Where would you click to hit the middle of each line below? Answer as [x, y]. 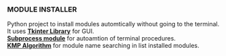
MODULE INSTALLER [42, 9]
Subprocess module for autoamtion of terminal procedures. [91, 38]
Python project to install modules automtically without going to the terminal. [113, 24]
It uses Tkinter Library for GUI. [51, 31]
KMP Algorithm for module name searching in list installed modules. [103, 46]
